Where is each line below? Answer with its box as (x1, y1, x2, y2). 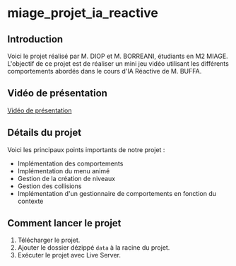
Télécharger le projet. (17, 236, 81, 245)
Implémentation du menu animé (17, 166, 110, 175)
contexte (17, 197, 44, 205)
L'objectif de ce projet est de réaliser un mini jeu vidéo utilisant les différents (7, 59, 230, 68)
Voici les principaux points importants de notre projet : (7, 145, 165, 154)
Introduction (7, 33, 64, 45)
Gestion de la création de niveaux (17, 174, 116, 183)
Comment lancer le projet (7, 217, 122, 229)
